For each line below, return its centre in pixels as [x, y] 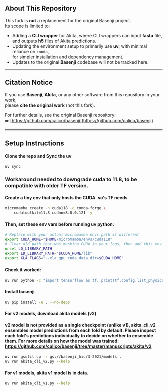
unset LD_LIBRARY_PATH [29, 249]
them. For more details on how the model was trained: [62, 341]
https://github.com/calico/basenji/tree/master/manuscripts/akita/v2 [78, 346]
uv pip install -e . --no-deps [38, 302]
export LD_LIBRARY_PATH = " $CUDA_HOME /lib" [49, 253]
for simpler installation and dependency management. [68, 57]
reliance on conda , [31, 51]
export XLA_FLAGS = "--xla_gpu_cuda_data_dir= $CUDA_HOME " [64, 258]
